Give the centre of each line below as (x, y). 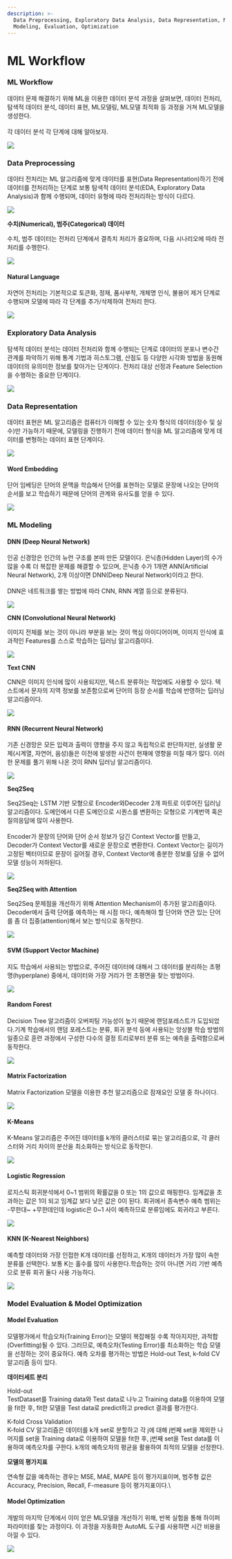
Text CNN (21, 668)
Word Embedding (33, 469)
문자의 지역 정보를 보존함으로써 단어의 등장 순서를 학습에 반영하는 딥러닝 (128, 691)
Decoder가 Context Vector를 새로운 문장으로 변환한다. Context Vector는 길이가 (115, 845)
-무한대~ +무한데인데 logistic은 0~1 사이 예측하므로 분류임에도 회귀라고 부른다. (114, 1209)
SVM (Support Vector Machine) (53, 950)
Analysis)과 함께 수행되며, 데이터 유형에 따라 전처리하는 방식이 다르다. (101, 196)
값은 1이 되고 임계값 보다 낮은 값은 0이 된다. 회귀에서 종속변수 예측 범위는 (123, 1201)
